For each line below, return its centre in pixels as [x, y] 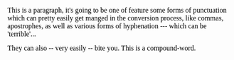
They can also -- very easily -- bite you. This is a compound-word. [102, 48]
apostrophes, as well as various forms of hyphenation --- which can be [107, 26]
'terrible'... [22, 34]
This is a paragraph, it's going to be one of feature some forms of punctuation [117, 10]
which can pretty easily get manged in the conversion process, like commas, [116, 18]
